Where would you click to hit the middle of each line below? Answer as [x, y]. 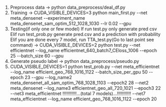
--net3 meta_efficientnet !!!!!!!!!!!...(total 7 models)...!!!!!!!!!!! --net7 [78, 94]
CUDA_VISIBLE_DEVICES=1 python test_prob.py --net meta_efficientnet [85, 66]
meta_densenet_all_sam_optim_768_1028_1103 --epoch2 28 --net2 [79, 83]
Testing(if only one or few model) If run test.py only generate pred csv [84, 29]
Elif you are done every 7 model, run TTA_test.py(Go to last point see [82, 40]
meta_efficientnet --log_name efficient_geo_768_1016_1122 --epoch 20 [84, 99]
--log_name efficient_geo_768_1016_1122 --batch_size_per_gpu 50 [79, 72]
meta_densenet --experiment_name [47, 18]
